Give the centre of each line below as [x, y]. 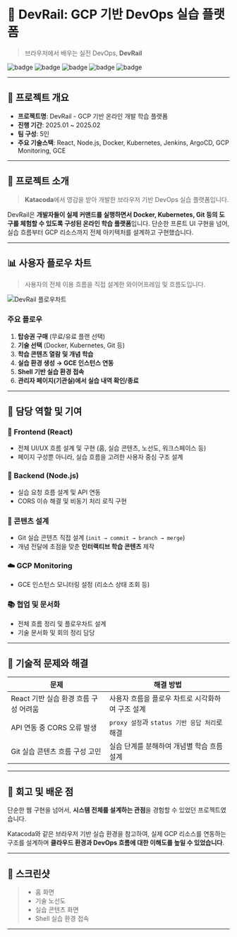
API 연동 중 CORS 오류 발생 [54, 728]
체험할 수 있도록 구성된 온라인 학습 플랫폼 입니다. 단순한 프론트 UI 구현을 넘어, [125, 223]
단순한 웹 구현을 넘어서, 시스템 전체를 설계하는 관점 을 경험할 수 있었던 [102, 810]
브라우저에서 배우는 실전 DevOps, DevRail [83, 53]
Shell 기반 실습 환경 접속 [51, 371]
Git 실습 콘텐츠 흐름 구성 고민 [56, 751]
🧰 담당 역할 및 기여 [45, 411]
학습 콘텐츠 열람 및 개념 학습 [55, 354]
